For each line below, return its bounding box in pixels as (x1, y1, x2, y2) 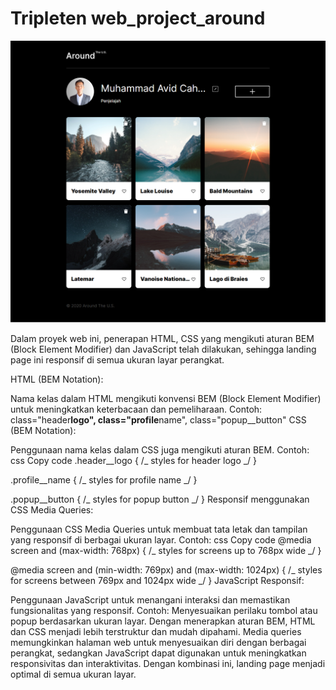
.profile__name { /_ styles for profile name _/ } (10, 473, 198, 486)
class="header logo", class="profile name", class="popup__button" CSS (10, 413, 307, 426)
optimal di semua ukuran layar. (10, 668, 137, 680)
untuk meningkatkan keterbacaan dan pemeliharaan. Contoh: (10, 403, 263, 415)
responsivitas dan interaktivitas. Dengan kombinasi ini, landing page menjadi (10, 657, 326, 669)
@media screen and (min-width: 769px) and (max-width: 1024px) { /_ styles (10, 563, 323, 576)
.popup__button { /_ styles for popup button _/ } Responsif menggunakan (10, 493, 310, 505)
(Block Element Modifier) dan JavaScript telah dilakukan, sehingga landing (10, 343, 317, 355)
